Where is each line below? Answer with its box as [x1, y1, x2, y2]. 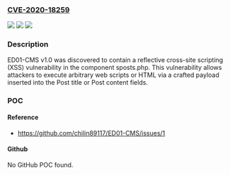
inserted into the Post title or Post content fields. [7, 78, 149, 86]
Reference [7, 113, 39, 121]
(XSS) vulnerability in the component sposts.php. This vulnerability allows [7, 63, 222, 71]
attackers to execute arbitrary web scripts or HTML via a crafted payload [7, 71, 219, 79]
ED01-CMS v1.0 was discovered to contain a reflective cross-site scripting [7, 55, 224, 64]
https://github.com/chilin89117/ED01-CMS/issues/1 [17, 128, 166, 137]
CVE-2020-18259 [7, 5, 70, 15]
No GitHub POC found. [7, 160, 74, 169]
